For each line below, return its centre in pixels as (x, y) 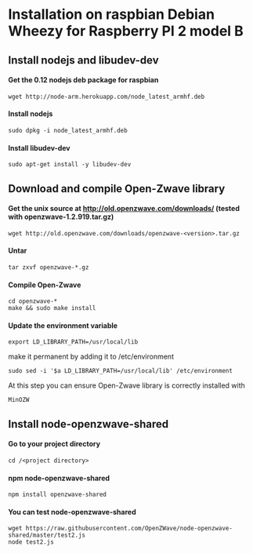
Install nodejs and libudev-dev (83, 60)
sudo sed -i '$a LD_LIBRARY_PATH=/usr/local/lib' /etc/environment (121, 371)
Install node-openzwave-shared (89, 424)
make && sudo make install (52, 308)
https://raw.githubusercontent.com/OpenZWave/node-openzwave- (129, 528)
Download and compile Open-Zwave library (117, 189)
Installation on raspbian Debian (112, 15)
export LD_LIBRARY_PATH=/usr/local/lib (73, 342)
